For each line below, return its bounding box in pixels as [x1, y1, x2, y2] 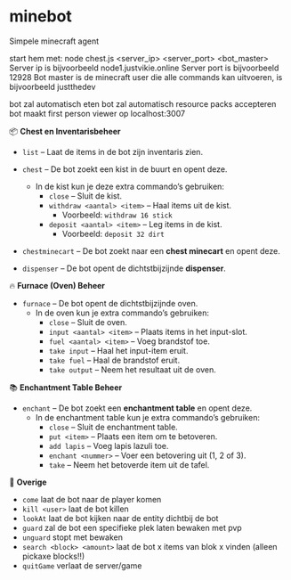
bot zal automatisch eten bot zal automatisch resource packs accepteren [9, 98, 277, 109]
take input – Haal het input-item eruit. [48, 345, 189, 355]
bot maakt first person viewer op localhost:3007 [9, 108, 185, 118]
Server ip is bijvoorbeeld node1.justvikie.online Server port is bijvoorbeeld [9, 62, 279, 73]
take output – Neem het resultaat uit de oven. [48, 364, 216, 375]
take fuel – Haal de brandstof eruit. [48, 355, 181, 365]
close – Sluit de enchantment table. [48, 421, 178, 432]
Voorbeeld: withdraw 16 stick [61, 209, 173, 220]
